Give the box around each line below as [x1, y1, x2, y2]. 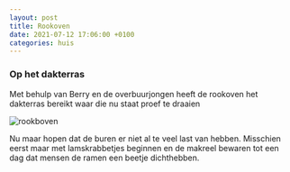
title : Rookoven [9, 22, 70, 31]
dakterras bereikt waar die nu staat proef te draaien [9, 98, 201, 109]
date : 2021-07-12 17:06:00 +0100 [9, 30, 135, 39]
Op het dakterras [9, 68, 86, 81]
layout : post [9, 13, 59, 23]
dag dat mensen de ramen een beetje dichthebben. [9, 152, 200, 163]
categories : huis [9, 38, 75, 48]
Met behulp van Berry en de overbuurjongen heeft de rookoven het [9, 88, 258, 99]
